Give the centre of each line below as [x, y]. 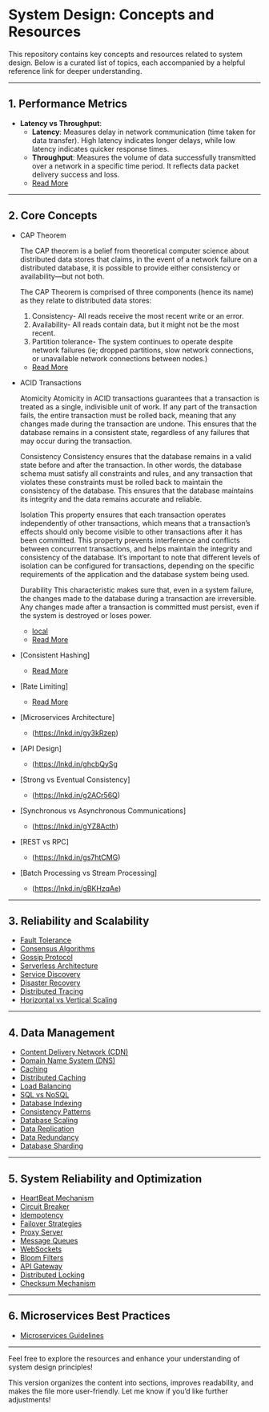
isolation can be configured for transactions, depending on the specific [137, 566]
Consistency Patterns [55, 1112]
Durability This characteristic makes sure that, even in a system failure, [137, 590]
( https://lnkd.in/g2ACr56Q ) [76, 795]
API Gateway [41, 1266]
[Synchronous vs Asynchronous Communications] [103, 810]
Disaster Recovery [50, 983]
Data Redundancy [49, 1137]
